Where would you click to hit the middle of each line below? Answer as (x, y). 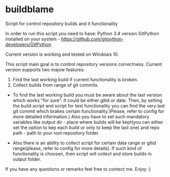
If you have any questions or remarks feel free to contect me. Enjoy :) (78, 169)
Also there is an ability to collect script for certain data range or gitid (84, 143)
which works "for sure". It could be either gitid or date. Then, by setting (87, 100)
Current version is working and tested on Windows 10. (62, 54)
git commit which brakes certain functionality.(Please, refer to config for (88, 111)
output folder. (27, 159)
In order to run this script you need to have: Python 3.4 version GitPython (82, 33)
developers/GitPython (28, 44)
